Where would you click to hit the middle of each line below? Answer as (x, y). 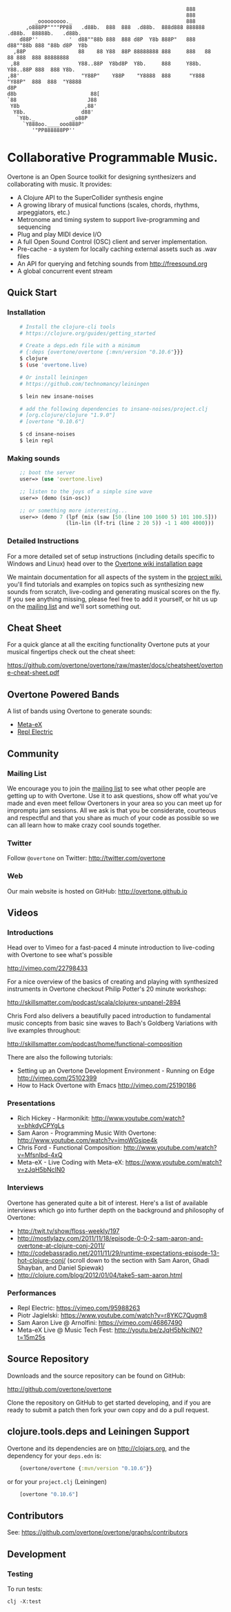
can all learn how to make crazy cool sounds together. (84, 825)
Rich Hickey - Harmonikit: (53, 1118)
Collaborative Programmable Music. (113, 158)
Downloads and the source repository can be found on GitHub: (96, 1375)
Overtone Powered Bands (63, 694)
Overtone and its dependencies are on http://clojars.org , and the (99, 1448)
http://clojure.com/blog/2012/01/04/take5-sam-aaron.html (100, 1275)
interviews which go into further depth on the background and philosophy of (115, 1210)
